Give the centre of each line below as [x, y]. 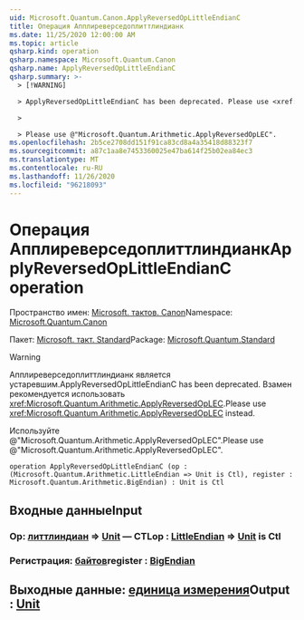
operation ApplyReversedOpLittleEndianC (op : [99, 467]
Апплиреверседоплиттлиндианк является [90, 375]
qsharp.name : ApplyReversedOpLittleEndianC [93, 69]
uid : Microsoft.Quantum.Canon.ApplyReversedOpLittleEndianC [125, 18]
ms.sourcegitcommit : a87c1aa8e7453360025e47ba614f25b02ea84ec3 [131, 151]
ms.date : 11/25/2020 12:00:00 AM [72, 34]
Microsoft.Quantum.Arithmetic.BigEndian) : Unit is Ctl [117, 483]
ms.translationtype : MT [54, 160]
